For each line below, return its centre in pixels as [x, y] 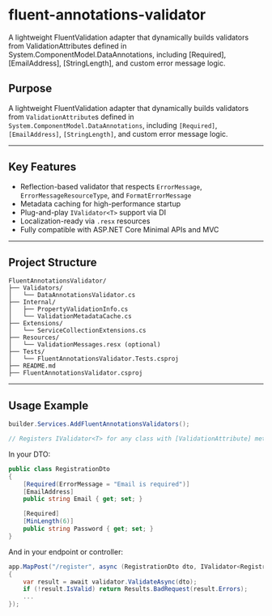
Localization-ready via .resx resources [85, 221]
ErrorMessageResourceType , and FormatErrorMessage [106, 195]
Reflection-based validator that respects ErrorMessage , [111, 186]
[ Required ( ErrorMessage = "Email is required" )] [106, 484]
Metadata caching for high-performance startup [100, 203]
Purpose [30, 89]
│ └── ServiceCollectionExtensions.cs [78, 331]
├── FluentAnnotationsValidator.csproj [76, 373]
